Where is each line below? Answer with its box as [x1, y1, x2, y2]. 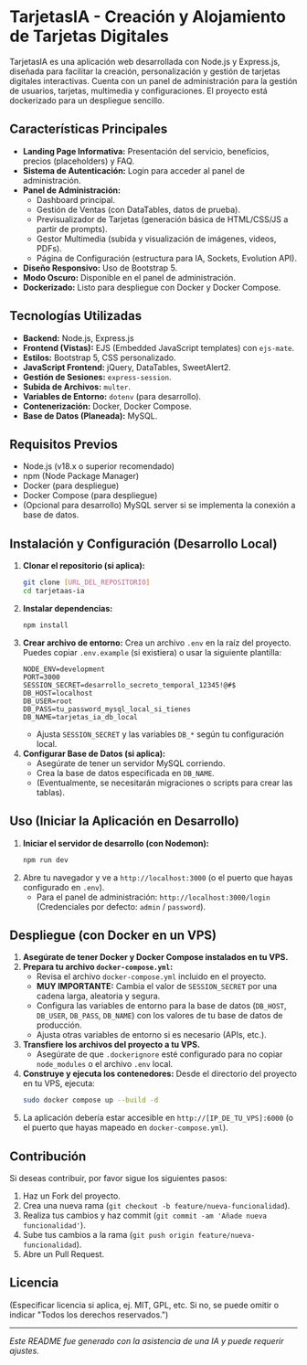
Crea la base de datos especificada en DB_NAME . [36, 767, 215, 778]
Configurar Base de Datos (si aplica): [22, 748, 166, 759]
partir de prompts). [36, 223, 108, 234]
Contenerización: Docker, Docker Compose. [22, 400, 192, 411]
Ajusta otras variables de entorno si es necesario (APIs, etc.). [36, 1029, 267, 1040]
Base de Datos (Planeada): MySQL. [22, 410, 158, 421]
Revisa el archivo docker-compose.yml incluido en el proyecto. [36, 971, 267, 982]
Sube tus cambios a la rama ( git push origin [22, 1230, 195, 1240]
